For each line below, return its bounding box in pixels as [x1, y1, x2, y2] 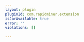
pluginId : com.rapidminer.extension [5, 12, 79, 17]
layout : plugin [5, 7, 36, 12]
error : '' [5, 21, 25, 26]
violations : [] [5, 25, 36, 30]
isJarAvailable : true [5, 16, 49, 21]
